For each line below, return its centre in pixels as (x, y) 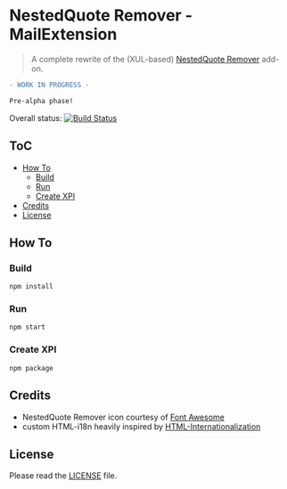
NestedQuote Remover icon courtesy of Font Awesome (123, 417)
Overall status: (36, 118)
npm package (31, 368)
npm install (31, 287)
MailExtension (63, 34)
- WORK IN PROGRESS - (49, 85)
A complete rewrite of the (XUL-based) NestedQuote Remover (145, 59)
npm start (28, 327)
